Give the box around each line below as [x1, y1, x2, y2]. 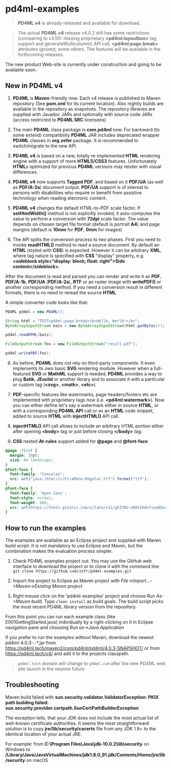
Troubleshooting [5, 680, 60, 689]
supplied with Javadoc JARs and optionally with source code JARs [12, 111, 153, 117]
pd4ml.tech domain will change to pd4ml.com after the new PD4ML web [17, 661, 166, 667]
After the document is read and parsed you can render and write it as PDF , [5, 273, 162, 279]
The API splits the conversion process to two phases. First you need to [12, 236, 161, 242]
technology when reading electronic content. [12, 195, 107, 201]
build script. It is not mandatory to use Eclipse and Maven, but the [5, 543, 143, 549]
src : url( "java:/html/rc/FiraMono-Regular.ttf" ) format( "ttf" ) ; [10, 477, 149, 482]
